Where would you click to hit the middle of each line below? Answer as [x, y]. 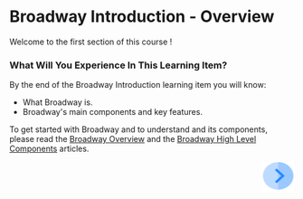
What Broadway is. [57, 102]
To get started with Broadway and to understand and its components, [139, 129]
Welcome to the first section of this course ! [91, 42]
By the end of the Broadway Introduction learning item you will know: [138, 85]
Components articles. [49, 149]
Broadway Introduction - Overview [142, 17]
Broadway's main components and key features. [113, 112]
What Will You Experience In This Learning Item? [118, 65]
